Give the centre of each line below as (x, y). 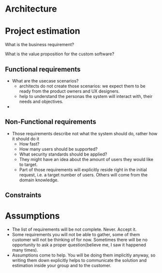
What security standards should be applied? (63, 154)
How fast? (29, 144)
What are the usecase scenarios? (45, 80)
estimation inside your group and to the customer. (62, 266)
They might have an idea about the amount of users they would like (86, 159)
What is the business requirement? (39, 45)
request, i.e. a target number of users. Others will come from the (83, 175)
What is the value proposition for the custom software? (60, 54)
